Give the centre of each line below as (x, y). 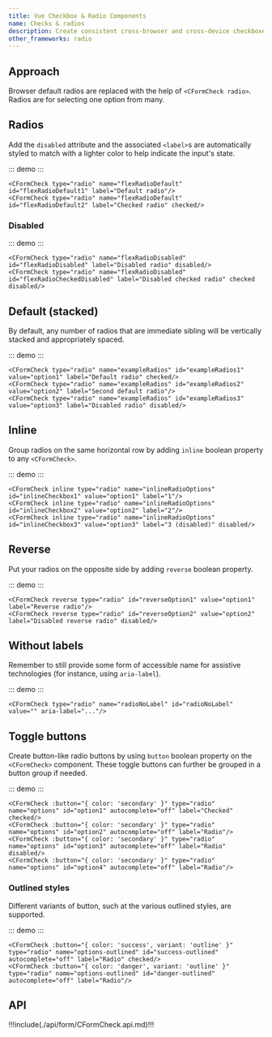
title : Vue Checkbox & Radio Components (78, 16)
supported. (27, 914)
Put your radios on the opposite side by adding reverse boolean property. (131, 569)
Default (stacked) (53, 311)
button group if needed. (48, 773)
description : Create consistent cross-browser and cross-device (119, 31)
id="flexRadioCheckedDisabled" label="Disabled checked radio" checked (132, 280)
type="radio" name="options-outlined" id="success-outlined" (114, 952)
